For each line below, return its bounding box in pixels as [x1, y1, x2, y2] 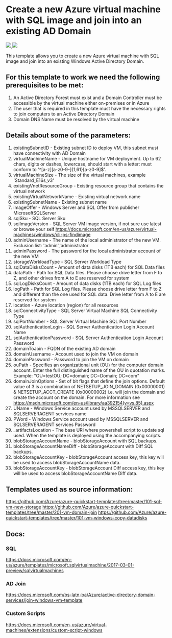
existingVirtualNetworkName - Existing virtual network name [13, 193, 141, 200]
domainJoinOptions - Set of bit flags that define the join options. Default [13, 378, 165, 384]
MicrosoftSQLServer [13, 209, 57, 216]
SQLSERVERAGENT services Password [13, 421, 96, 428]
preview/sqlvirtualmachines [6, 568, 64, 574]
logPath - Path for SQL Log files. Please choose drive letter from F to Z [13, 286, 162, 292]
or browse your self [13, 226, 55, 232]
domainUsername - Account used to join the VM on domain [13, 351, 139, 357]
